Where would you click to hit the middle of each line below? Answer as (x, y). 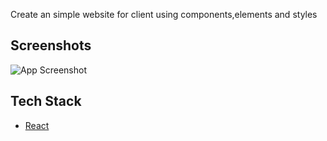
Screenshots (51, 45)
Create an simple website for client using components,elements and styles (164, 14)
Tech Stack (46, 101)
